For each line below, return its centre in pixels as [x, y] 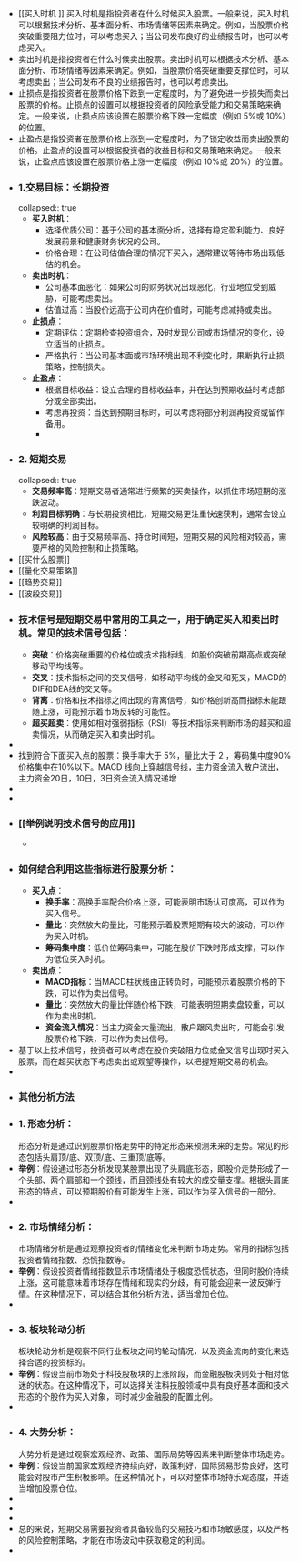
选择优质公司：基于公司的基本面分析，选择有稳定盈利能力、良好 [165, 230]
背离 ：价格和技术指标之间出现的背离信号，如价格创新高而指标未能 [155, 699]
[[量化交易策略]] [48, 570]
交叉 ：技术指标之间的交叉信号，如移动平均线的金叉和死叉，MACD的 [159, 677]
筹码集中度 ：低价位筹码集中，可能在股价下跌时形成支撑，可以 [161, 947]
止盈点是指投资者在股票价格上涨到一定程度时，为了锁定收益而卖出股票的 [153, 139]
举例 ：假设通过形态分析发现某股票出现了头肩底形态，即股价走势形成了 [150, 1168]
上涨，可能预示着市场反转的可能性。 [107, 711]
